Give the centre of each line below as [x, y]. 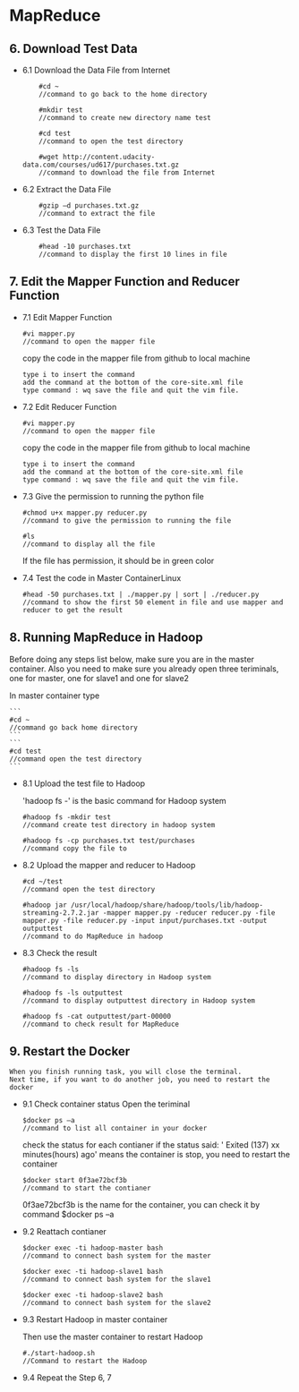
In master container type [55, 696]
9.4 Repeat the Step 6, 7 [67, 1378]
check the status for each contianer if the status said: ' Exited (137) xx [151, 1145]
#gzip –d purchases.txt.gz [89, 206]
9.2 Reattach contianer [64, 1232]
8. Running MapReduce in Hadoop [106, 638]
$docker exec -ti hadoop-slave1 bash [93, 1272]
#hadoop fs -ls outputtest [73, 993]
